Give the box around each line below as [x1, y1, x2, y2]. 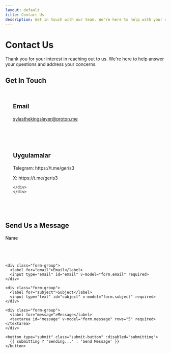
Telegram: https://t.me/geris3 [13, 165, 75, 171]
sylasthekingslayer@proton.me [13, 115, 78, 122]
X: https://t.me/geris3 [13, 175, 58, 181]
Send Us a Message [5, 221, 70, 230]
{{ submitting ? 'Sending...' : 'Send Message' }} [10, 339, 120, 344]
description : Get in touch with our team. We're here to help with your [5, 17, 163, 22]
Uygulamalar [13, 151, 51, 159]
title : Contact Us [5, 12, 44, 17]
